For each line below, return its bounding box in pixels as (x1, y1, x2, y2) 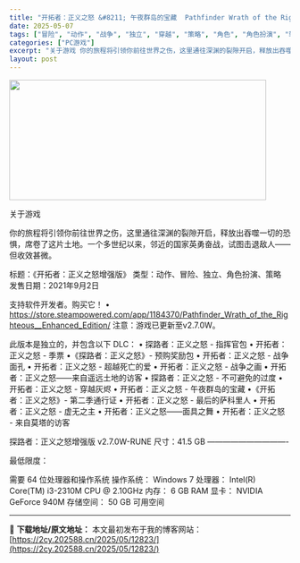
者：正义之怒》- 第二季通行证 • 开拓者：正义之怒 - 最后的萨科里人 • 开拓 (9, 395, 276, 405)
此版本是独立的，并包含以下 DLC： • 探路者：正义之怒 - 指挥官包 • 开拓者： (9, 339, 287, 349)
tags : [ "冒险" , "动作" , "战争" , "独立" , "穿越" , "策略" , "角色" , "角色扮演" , (9, 30, 281, 38)
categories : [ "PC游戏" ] (9, 38, 96, 47)
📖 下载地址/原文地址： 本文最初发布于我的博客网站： (9, 525, 203, 534)
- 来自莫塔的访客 (9, 417, 71, 428)
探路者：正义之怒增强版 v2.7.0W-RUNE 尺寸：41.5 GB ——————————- (9, 436, 290, 447)
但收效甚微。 (9, 250, 56, 260)
